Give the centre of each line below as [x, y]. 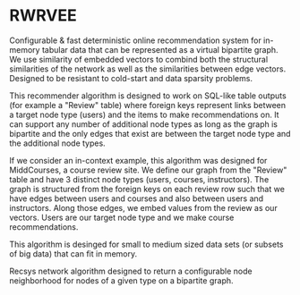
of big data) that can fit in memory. [73, 253]
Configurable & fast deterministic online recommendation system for [135, 40]
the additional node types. [57, 143]
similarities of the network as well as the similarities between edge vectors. [148, 69]
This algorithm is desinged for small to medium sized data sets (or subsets [146, 244]
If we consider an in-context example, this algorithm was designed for [138, 160]
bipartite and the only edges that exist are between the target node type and [150, 133]
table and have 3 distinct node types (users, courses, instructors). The [139, 179]
